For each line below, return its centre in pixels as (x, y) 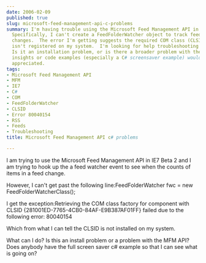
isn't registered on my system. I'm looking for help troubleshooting (105, 47)
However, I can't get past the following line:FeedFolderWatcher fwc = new (100, 185)
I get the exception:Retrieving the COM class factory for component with (98, 204)
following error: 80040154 (39, 216)
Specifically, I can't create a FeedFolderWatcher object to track (100, 35)
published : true (27, 18)
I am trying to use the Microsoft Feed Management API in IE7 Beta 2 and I (99, 160)
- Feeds (16, 126)
